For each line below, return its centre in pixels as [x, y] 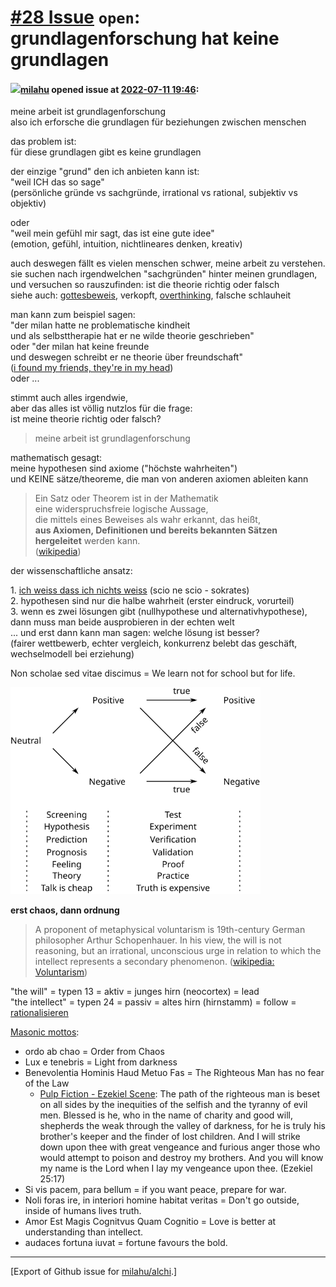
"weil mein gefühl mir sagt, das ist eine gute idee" [112, 233]
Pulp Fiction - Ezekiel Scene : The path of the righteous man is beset [179, 1094]
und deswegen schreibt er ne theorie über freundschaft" [126, 357]
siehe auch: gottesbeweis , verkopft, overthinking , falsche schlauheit [151, 295]
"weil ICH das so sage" [57, 182]
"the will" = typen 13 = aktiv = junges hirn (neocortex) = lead [135, 992]
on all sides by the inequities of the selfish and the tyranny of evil [173, 1105]
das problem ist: [43, 142]
